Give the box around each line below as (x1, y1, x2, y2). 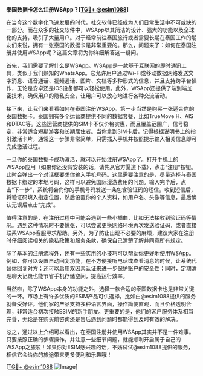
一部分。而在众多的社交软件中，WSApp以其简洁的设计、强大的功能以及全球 (6, 27, 195, 33)
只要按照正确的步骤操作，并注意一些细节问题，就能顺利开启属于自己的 (6, 336, 181, 343)
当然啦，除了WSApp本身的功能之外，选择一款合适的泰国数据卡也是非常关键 (6, 285, 195, 292)
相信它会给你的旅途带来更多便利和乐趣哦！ (6, 351, 112, 358)
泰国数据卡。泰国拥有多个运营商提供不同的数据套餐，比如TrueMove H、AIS (6, 113, 194, 120)
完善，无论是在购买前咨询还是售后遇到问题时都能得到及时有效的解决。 (6, 315, 181, 323)
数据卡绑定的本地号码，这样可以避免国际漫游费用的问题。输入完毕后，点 (6, 179, 186, 185)
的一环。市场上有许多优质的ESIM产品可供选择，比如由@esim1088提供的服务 (6, 293, 196, 300)
